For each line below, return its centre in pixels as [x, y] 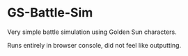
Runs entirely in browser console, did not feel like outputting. [94, 45]
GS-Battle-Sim [50, 13]
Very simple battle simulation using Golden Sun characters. [92, 32]
